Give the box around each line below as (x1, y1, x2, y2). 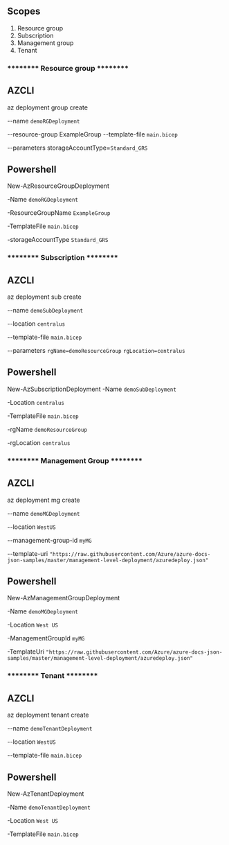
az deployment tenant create (7, 711, 89, 720)
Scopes (7, 6, 41, 17)
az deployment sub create (7, 293, 82, 301)
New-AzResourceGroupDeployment (7, 182, 109, 190)
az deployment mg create (7, 496, 81, 504)
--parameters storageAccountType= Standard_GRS (7, 143, 148, 152)
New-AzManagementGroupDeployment (7, 594, 120, 602)
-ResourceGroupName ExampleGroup (7, 209, 111, 217)
